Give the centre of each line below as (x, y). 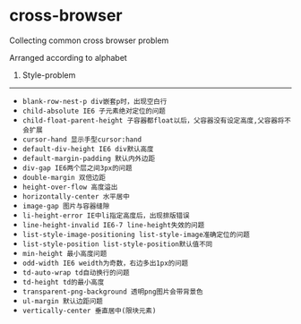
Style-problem (49, 75)
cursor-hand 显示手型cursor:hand (82, 140)
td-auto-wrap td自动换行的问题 (76, 273)
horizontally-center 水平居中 (76, 196)
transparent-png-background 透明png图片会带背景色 (112, 292)
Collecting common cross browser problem (89, 40)
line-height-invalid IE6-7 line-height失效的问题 (113, 225)
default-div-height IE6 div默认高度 (88, 149)
